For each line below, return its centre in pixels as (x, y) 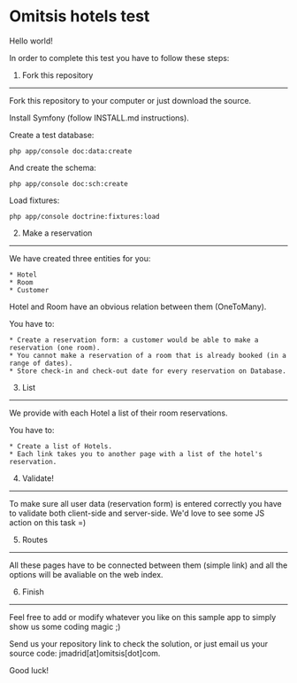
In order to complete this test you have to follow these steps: (119, 58)
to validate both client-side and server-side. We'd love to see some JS (137, 513)
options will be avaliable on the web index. (86, 574)
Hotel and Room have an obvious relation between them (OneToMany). (138, 307)
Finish (33, 592)
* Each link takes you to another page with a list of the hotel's (136, 454)
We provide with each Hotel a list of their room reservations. (118, 413)
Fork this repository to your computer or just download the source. (130, 100)
